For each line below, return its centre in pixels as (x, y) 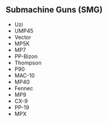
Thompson (28, 63)
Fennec (24, 88)
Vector (23, 37)
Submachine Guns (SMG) (54, 10)
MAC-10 (24, 75)
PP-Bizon (26, 56)
